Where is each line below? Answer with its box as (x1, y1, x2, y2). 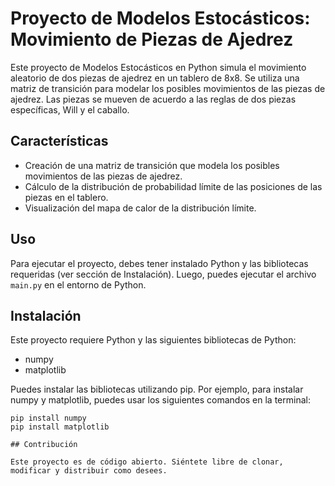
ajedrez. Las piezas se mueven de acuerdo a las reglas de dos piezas (10, 93, 297, 105)
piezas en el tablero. (24, 191, 109, 203)
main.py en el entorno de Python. (10, 278, 147, 291)
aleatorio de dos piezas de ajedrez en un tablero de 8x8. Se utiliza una (10, 72, 300, 84)
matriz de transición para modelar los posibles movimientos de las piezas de (10, 82, 326, 94)
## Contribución (10, 440, 78, 450)
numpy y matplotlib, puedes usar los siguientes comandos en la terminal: (10, 394, 311, 406)
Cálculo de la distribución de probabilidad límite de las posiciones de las (24, 180, 323, 192)
